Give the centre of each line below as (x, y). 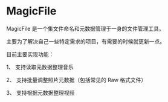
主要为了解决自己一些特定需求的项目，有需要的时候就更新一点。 (86, 41)
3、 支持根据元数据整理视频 (40, 92)
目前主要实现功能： (30, 54)
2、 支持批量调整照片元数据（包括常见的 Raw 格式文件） (76, 80)
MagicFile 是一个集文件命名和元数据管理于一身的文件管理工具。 (85, 28)
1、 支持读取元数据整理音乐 (40, 67)
